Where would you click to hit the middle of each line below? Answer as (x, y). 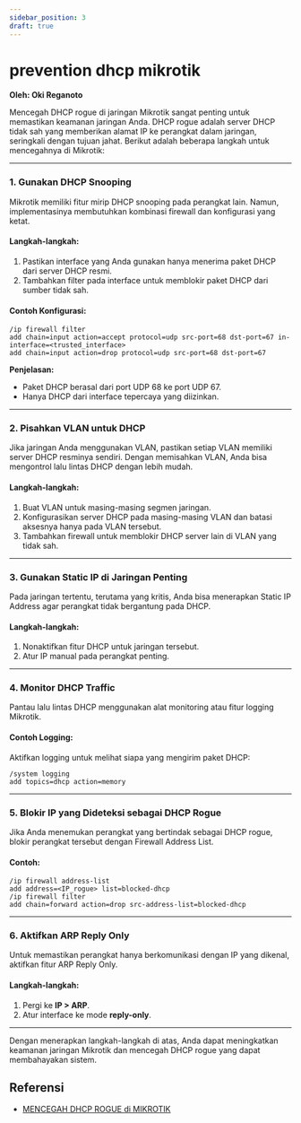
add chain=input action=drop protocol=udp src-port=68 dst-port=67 (138, 353)
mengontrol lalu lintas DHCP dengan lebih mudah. (101, 466)
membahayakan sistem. (53, 1059)
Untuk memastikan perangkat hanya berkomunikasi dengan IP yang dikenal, (149, 955)
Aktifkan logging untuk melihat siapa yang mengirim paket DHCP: (130, 757)
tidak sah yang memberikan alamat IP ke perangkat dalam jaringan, (133, 132)
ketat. (20, 221)
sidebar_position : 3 (48, 17)
